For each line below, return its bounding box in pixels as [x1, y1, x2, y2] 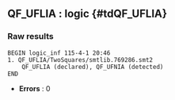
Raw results [7, 31, 55, 42]
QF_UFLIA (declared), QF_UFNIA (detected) [21, 63, 164, 71]
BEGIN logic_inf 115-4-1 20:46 [7, 48, 111, 57]
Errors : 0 [18, 83, 51, 93]
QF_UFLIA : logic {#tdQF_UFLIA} [7, 7, 168, 21]
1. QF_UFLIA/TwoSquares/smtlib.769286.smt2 [7, 56, 154, 63]
